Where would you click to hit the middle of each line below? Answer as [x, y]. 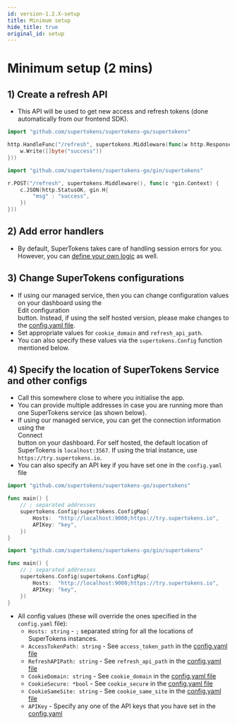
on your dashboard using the [60, 302]
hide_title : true [33, 27]
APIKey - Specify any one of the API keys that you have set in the [122, 706]
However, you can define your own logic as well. [88, 256]
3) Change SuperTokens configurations [96, 278]
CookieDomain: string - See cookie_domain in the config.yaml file [122, 676]
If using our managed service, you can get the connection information [119, 420]
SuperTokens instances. [63, 639]
